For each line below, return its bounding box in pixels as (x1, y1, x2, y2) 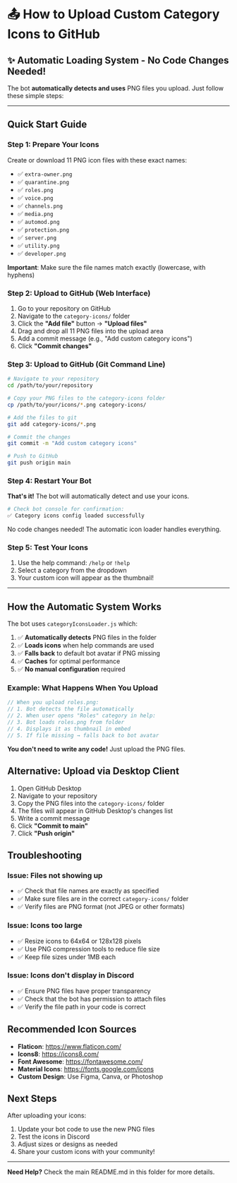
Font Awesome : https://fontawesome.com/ (17, 1057, 143, 1066)
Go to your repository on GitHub (17, 304, 111, 312)
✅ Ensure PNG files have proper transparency (17, 987, 151, 995)
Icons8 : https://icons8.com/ (17, 1050, 99, 1058)
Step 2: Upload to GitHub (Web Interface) (7, 288, 151, 298)
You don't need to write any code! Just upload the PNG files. (7, 744, 186, 753)
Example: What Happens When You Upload (7, 683, 159, 693)
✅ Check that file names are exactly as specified (17, 886, 159, 895)
